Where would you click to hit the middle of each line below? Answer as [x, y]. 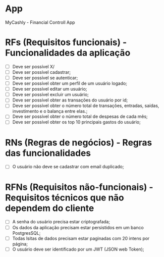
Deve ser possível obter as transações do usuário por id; [70, 100]
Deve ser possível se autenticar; [45, 78]
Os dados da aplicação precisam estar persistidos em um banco [78, 227]
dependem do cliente [50, 208]
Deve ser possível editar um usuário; [50, 89]
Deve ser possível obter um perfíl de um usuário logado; [70, 83]
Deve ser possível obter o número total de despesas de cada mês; [80, 116]
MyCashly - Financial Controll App [40, 22]
